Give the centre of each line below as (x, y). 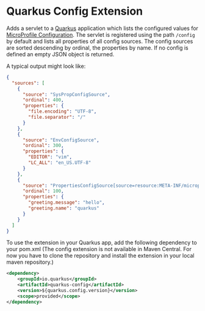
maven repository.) (30, 262)
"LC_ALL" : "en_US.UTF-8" (60, 163)
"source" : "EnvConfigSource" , (61, 140)
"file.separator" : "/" (57, 118)
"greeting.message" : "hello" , (67, 203)
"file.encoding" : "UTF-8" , (63, 111)
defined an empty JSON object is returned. (60, 54)
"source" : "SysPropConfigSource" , (67, 94)
